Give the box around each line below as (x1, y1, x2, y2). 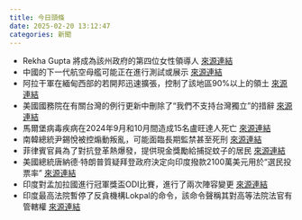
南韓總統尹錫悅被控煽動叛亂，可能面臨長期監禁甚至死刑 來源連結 (22, 134, 262, 145)
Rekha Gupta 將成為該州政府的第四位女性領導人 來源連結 (22, 56, 233, 66)
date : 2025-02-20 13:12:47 (9, 22, 111, 31)
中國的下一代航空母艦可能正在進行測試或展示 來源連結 (22, 66, 223, 77)
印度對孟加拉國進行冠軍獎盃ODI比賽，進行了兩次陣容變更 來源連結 (22, 179, 269, 189)
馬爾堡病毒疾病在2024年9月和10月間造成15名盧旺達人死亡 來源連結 (22, 123, 271, 134)
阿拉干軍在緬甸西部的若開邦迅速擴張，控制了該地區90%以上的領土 (22, 78, 270, 89)
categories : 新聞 (9, 30, 72, 39)
